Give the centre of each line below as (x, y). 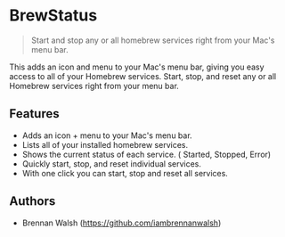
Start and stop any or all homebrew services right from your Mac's (153, 40)
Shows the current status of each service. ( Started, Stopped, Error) (147, 154)
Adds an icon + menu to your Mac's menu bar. (107, 135)
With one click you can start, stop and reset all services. (125, 173)
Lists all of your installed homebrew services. (105, 144)
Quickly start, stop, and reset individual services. (112, 163)
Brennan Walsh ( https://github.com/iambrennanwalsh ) (122, 223)
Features (34, 114)
